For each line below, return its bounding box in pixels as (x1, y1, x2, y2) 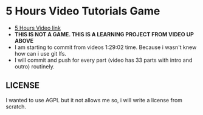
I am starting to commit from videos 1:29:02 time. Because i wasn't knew (14, 44, 197, 51)
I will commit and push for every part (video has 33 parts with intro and (14, 56, 193, 64)
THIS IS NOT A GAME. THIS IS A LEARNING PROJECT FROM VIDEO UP (14, 30, 194, 38)
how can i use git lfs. (14, 50, 67, 57)
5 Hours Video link (14, 24, 61, 31)
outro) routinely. (14, 62, 55, 70)
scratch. (5, 103, 27, 110)
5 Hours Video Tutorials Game (5, 4, 160, 18)
